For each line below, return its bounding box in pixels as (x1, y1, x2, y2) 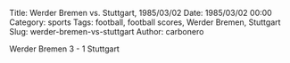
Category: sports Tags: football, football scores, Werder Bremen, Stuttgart (9, 17, 281, 28)
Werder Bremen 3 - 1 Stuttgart (9, 43, 120, 54)
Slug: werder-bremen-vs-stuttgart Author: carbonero (9, 27, 204, 36)
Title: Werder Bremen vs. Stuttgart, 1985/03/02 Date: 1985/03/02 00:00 (9, 8, 272, 18)
